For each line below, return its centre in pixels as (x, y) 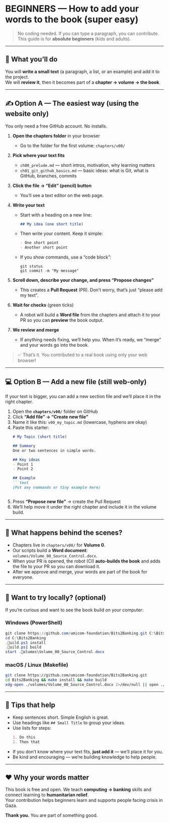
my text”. (29, 295)
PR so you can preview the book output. (62, 320)
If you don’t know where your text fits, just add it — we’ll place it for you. (88, 751)
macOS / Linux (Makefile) (37, 665)
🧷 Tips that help (30, 705)
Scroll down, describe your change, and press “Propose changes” (83, 280)
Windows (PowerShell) (34, 623)
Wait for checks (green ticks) (43, 305)
